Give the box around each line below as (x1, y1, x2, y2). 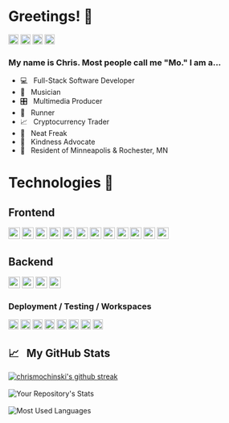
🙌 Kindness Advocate (19, 137, 96, 147)
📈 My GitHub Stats (8, 346, 111, 360)
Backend (8, 255, 54, 269)
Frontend (8, 205, 55, 220)
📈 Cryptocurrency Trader (19, 117, 110, 127)
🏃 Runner (19, 108, 55, 117)
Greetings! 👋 (8, 7, 94, 26)
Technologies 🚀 (8, 174, 114, 192)
